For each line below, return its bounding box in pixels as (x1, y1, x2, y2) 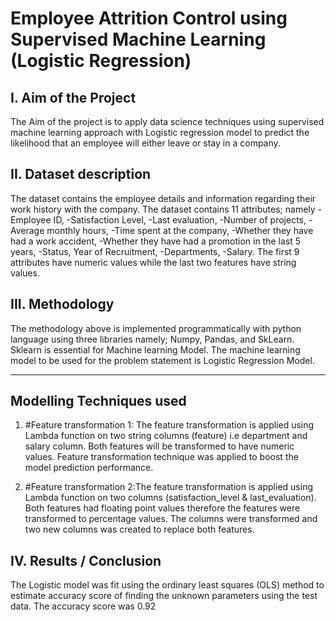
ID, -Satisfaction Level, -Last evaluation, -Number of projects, (53, 213, 307, 226)
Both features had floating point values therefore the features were (24, 502, 301, 514)
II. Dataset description (10, 166, 152, 183)
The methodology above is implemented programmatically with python (10, 322, 302, 334)
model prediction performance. (24, 462, 154, 474)
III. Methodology (10, 296, 115, 313)
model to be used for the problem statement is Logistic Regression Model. (10, 354, 315, 366)
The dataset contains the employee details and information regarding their (10, 192, 317, 204)
